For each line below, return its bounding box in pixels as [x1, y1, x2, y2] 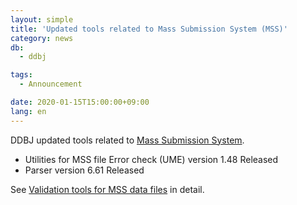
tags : [10, 70, 33, 80]
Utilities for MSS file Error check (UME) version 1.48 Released [24, 153, 279, 165]
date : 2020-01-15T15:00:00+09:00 [10, 97, 150, 107]
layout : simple [10, 14, 74, 25]
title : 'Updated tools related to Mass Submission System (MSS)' [10, 24, 288, 34]
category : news [10, 33, 74, 43]
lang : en [10, 106, 47, 116]
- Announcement [19, 79, 83, 90]
